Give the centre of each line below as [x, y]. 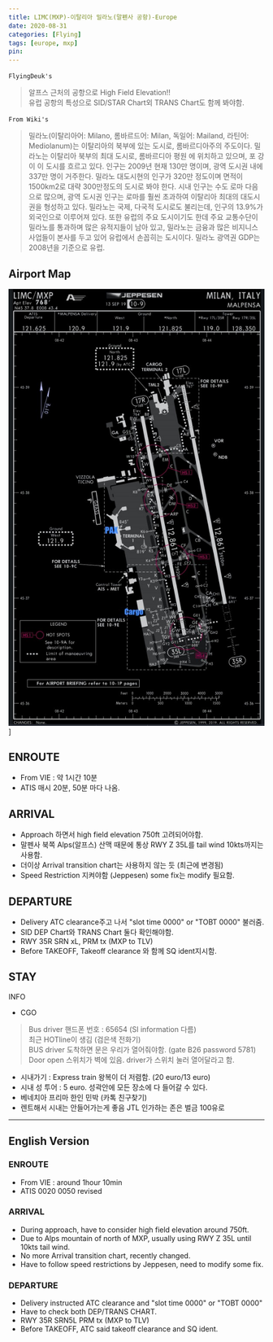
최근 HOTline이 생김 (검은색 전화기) [84, 1039]
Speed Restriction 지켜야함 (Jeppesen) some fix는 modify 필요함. [127, 876]
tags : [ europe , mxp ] [43, 43]
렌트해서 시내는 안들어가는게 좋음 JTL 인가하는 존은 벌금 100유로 [122, 1108]
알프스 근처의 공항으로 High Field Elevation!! [99, 93]
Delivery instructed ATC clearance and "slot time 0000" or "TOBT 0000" [141, 1303]
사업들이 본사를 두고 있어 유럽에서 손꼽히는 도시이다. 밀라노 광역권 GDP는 [144, 238]
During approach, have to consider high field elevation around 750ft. [134, 1230]
